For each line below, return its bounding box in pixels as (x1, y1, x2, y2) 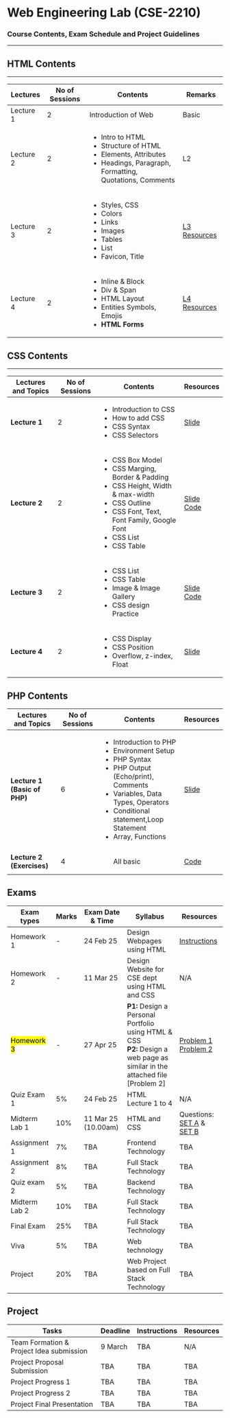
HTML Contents (7, 58, 76, 69)
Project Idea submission (10, 1346, 88, 1355)
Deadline (100, 1326, 131, 1336)
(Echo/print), (113, 772, 154, 781)
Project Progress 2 (10, 1388, 71, 1397)
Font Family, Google (112, 515, 177, 525)
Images (101, 226, 125, 236)
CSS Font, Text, (112, 507, 162, 517)
